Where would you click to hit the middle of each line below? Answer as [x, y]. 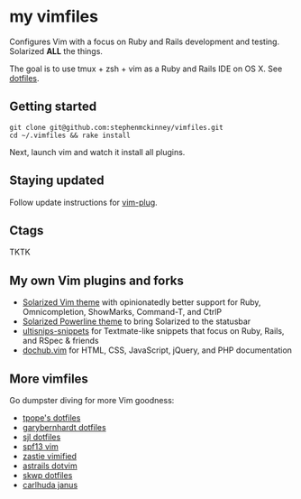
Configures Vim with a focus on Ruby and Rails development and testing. [145, 42]
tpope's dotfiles [51, 418]
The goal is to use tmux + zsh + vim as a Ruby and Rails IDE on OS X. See [146, 69]
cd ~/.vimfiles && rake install [70, 135]
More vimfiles [49, 379]
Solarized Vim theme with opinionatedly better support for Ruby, [141, 302]
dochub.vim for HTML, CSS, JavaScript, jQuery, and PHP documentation [157, 350]
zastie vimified [50, 456]
